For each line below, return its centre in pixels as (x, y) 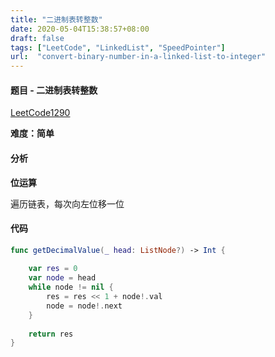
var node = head (62, 278)
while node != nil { (71, 287)
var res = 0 (53, 269)
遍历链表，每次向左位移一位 (67, 203)
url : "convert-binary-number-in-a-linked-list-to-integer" (138, 57)
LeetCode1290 (40, 113)
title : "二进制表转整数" (56, 19)
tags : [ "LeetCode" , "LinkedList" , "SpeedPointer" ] (118, 47)
